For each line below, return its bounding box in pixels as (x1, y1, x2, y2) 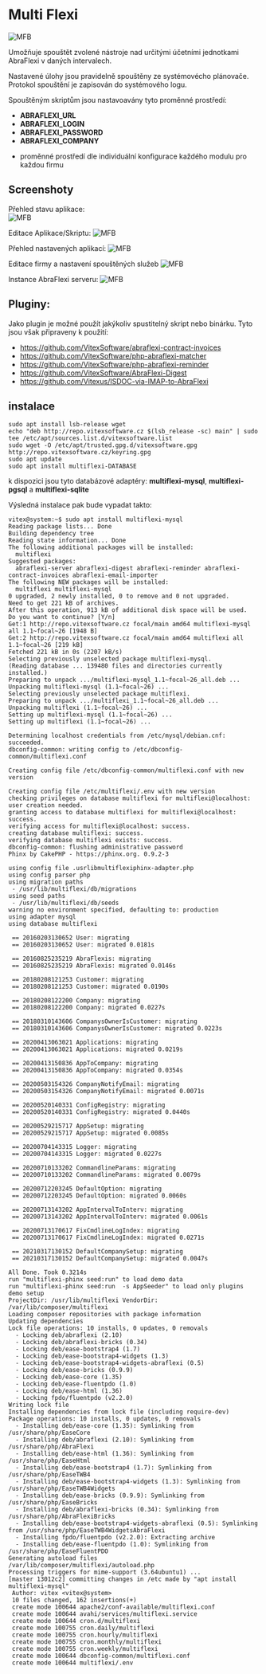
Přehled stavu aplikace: (8, 204, 85, 214)
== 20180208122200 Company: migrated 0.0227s (11, 1004, 166, 1012)
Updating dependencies (8, 1317, 84, 1326)
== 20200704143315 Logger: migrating (11, 1143, 137, 1151)
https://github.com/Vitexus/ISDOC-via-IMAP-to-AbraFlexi (19, 376, 209, 386)
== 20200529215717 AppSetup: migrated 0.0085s (11, 1129, 170, 1137)
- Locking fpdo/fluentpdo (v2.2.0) (15, 1394, 134, 1402)
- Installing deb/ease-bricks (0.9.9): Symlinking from (15, 1492, 205, 1500)
